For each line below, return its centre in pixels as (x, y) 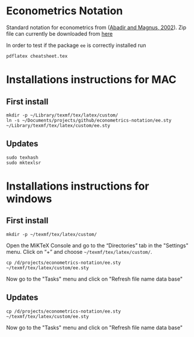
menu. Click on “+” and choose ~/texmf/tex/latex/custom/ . (79, 251)
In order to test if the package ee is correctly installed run (76, 45)
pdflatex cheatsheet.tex (37, 56)
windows (29, 199)
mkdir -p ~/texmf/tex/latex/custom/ (51, 234)
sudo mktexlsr (24, 163)
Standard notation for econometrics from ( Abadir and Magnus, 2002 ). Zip (96, 27)
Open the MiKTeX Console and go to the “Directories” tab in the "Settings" (97, 245)
